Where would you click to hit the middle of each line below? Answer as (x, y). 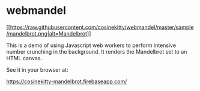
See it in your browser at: (37, 69)
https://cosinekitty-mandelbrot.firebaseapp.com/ (67, 81)
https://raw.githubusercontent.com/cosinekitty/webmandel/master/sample (102, 27)
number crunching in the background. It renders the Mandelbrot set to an (97, 51)
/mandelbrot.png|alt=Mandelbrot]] (49, 33)
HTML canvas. (24, 58)
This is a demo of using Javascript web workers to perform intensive (91, 45)
